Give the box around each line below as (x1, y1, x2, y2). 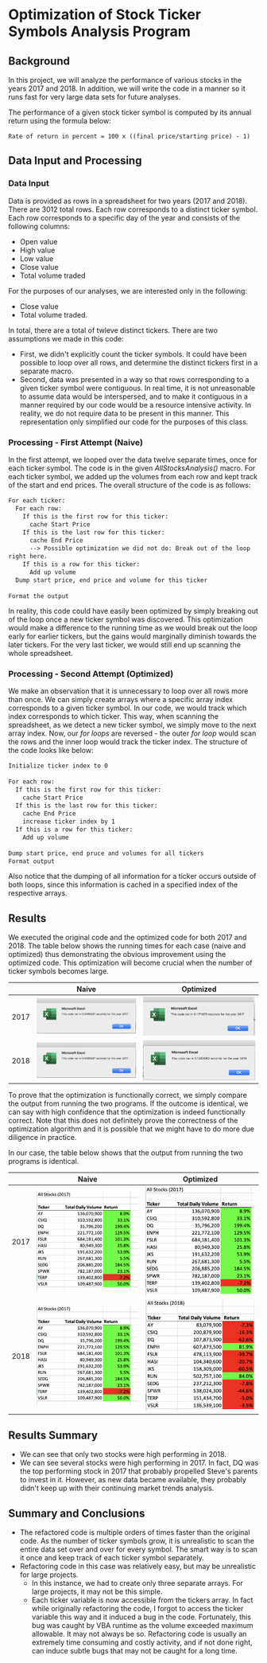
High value (19, 245, 56, 255)
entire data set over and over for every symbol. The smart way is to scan (19, 1544, 258, 1554)
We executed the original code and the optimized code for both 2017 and (8, 933, 247, 943)
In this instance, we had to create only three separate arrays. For (31, 1579, 244, 1588)
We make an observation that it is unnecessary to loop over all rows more (8, 686, 249, 696)
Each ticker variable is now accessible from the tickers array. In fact (31, 1595, 253, 1605)
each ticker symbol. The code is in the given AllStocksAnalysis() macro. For (8, 463, 256, 473)
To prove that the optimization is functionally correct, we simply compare (8, 1091, 248, 1100)
